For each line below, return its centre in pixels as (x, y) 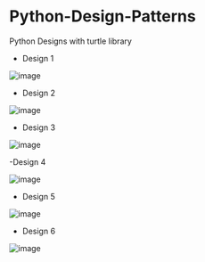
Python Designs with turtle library (70, 41)
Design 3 (39, 127)
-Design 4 (28, 161)
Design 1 (38, 58)
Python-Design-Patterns (102, 16)
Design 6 (39, 231)
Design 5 (38, 196)
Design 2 (39, 93)
